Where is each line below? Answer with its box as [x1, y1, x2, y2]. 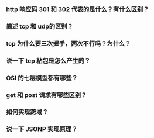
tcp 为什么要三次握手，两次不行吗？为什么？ [6, 39, 131, 47]
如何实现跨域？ [6, 108, 49, 116]
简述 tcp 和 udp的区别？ [6, 22, 73, 30]
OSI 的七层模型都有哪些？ [6, 74, 78, 82]
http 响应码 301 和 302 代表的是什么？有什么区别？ [6, 5, 149, 13]
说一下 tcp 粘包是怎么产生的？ [6, 57, 91, 65]
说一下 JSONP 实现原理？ [6, 125, 78, 133]
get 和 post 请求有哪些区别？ [6, 91, 87, 99]
